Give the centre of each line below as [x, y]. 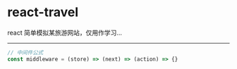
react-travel [43, 12]
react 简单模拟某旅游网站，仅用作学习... [65, 32]
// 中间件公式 [25, 52]
